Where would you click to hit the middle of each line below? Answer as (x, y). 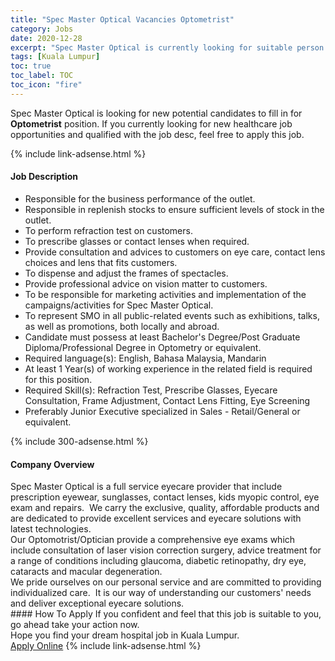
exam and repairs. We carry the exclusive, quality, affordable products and (165, 508)
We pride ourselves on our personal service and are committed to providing (166, 582)
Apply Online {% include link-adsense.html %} (106, 646)
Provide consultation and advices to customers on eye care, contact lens (175, 252)
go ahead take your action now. (75, 625)
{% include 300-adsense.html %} (79, 441)
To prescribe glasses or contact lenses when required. (137, 241)
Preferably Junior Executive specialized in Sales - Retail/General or (162, 411)
